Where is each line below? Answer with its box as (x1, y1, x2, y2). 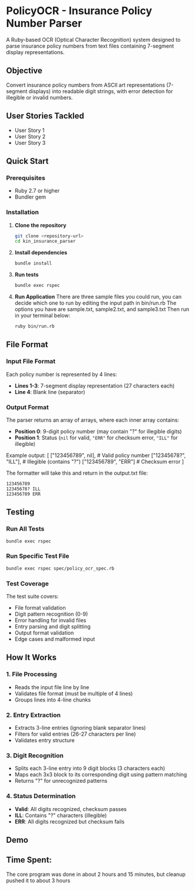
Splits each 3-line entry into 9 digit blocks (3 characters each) (14, 765, 166, 772)
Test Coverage (6, 579, 49, 587)
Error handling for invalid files (14, 617, 87, 624)
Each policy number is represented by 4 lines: (6, 370, 117, 378)
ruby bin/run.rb (14, 323, 55, 329)
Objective (6, 66, 43, 76)
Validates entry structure (14, 736, 75, 743)
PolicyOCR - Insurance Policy (6, 4, 153, 18)
